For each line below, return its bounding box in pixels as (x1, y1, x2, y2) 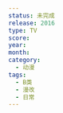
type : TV (8, 26, 37, 34)
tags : (8, 71, 26, 79)
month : (8, 49, 30, 56)
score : (8, 33, 30, 42)
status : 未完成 (8, 11, 55, 20)
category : (8, 56, 41, 64)
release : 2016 (8, 19, 56, 27)
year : (8, 41, 26, 49)
